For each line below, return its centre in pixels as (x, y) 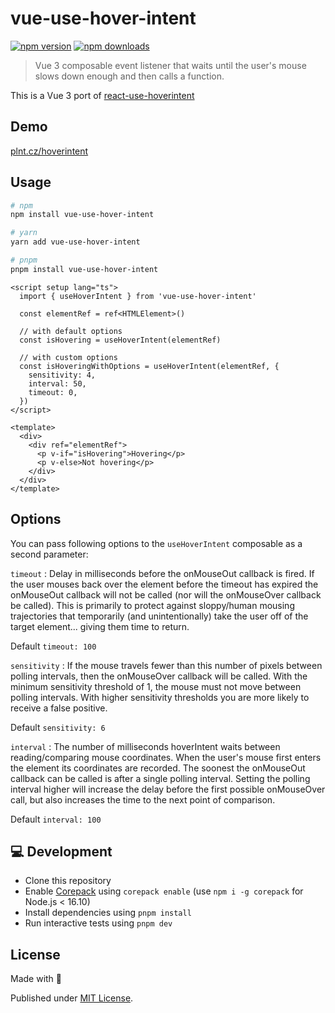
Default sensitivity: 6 (58, 727)
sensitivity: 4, (62, 375)
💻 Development (61, 852)
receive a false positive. (59, 708)
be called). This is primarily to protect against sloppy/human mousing (152, 605)
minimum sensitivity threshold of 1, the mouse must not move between (156, 686)
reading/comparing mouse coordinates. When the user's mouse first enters (166, 757)
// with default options (71, 331)
